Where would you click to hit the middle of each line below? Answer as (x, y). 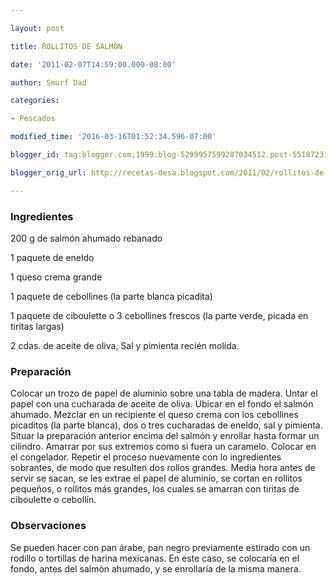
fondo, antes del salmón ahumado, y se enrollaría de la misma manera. (156, 568)
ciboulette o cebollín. (53, 500)
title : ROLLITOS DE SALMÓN (66, 46)
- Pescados (33, 119)
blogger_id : (35, 155)
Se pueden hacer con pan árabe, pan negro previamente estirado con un (160, 547)
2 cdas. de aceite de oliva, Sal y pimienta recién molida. (125, 345)
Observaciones (48, 526)
